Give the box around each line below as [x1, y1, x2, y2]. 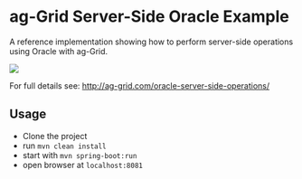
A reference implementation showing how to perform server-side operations [9, 36, 294, 47]
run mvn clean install [22, 140, 107, 151]
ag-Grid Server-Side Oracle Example [9, 6, 289, 27]
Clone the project [22, 130, 88, 141]
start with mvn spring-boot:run [22, 149, 137, 160]
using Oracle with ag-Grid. [9, 45, 109, 56]
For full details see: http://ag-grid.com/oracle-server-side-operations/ [9, 80, 269, 91]
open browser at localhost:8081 [22, 159, 143, 170]
